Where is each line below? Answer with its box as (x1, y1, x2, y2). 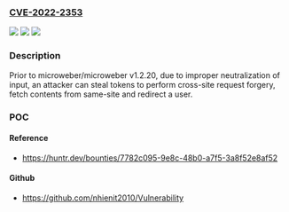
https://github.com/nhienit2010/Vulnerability (21, 192, 184, 203)
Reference (9, 133, 49, 144)
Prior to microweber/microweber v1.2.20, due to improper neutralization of (9, 69, 281, 81)
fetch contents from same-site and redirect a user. (9, 89, 193, 99)
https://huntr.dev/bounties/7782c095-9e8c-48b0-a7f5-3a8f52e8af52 (21, 153, 278, 163)
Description (9, 50, 61, 62)
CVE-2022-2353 (9, 6, 83, 19)
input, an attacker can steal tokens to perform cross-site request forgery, (9, 79, 276, 90)
